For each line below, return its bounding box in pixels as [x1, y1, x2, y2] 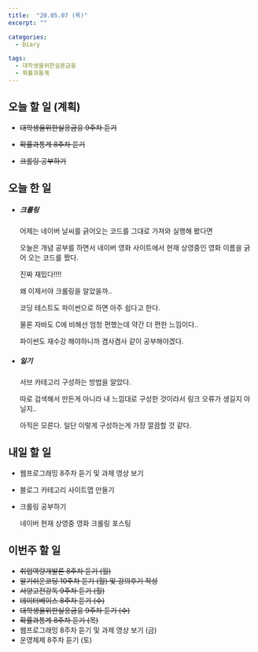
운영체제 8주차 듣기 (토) [19, 635, 93, 644]
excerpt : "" [8, 19, 47, 27]
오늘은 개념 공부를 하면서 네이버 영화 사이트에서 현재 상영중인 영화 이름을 [19, 243, 242, 253]
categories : [8, 33, 47, 41]
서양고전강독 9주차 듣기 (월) [19, 586, 105, 595]
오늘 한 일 [8, 182, 52, 195]
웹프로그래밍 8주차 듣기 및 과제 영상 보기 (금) [19, 625, 157, 635]
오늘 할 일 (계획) [8, 100, 81, 114]
